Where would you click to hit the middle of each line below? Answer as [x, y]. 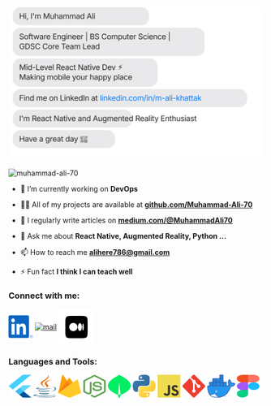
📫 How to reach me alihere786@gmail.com [95, 253]
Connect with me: [44, 296]
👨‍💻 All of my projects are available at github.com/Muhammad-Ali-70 [136, 205]
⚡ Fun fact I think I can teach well [76, 272]
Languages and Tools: [53, 361]
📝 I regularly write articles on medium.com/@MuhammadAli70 [126, 220]
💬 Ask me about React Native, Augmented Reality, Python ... [123, 236]
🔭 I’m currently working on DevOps [79, 189]
